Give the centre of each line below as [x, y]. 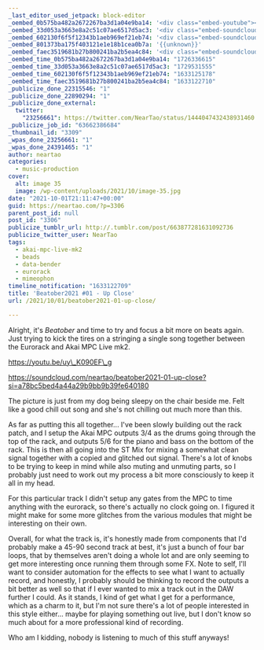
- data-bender [38, 264]
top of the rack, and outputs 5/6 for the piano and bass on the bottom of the [131, 441]
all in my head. [32, 483]
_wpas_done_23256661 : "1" [50, 140]
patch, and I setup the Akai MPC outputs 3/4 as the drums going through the [132, 433]
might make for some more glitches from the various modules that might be [130, 515]
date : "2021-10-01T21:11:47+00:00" [66, 198]
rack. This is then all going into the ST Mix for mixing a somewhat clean [123, 449]
